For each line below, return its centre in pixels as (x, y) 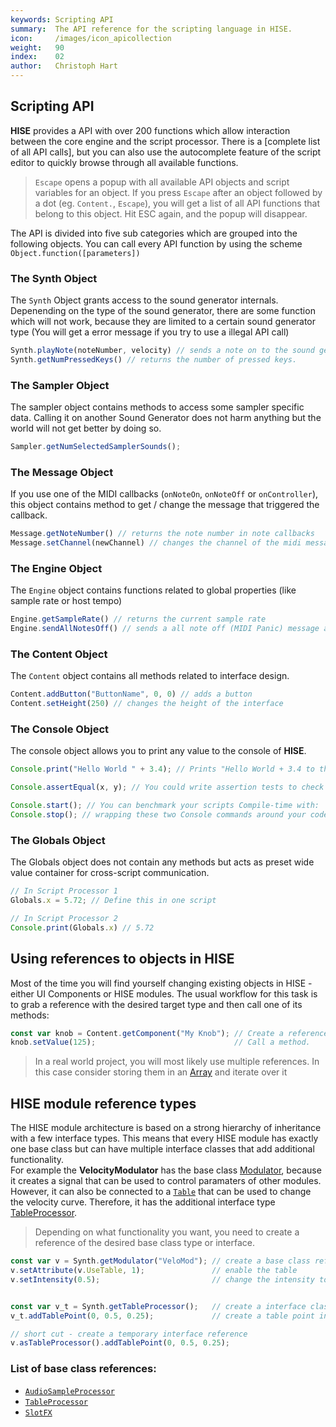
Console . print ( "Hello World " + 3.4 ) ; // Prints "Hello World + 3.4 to (162, 769)
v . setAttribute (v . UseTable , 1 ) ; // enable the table (154, 1271)
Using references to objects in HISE (122, 959)
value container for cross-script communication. (110, 873)
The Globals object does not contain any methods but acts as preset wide (162, 862)
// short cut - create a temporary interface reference (129, 1334)
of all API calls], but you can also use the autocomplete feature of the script (166, 152)
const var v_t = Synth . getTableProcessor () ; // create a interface (158, 1306)
